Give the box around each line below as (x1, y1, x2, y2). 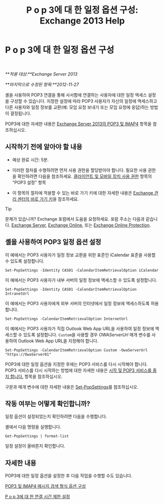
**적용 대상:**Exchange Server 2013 (5, 71, 78, 77)
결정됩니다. (10, 110, 32, 116)
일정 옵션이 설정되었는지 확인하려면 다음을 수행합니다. (5, 414, 107, 420)
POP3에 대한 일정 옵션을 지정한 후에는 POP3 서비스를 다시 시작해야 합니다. (5, 361, 148, 367)
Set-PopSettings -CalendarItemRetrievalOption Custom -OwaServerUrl (5, 347, 148, 353)
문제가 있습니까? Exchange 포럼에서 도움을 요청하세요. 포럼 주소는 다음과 (5, 216, 145, 222)
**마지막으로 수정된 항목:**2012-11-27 (5, 82, 79, 87)
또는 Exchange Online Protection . (84, 222, 151, 228)
